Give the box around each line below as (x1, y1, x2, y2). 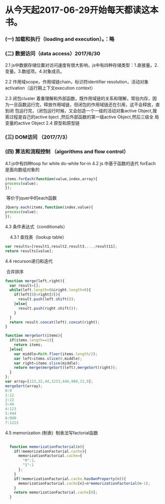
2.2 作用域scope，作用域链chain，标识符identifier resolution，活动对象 (5, 79, 149, 85)
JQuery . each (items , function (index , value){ (5, 205, 93, 210)
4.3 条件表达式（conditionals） (5, 223, 68, 229)
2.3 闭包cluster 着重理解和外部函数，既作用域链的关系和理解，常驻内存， (5, 96, 153, 102)
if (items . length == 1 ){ (9, 338, 54, 343)
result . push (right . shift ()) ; (18, 306, 78, 311)
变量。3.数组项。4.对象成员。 (5, 69, 65, 74)
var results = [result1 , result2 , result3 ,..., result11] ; (5, 244, 118, 249)
